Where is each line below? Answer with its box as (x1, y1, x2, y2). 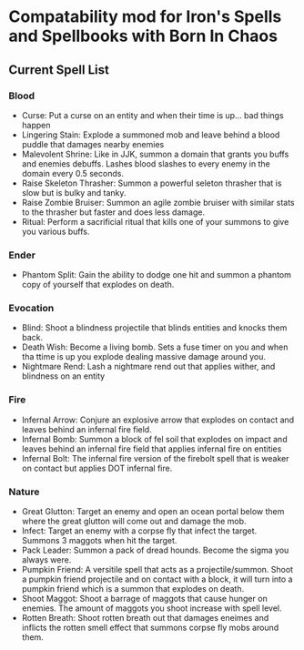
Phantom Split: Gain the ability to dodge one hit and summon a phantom (21, 269, 292, 280)
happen (21, 119, 51, 130)
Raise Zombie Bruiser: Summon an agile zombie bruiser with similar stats (21, 197, 295, 208)
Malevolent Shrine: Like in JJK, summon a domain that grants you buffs (21, 148, 289, 159)
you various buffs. (21, 226, 90, 237)
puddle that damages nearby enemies (21, 138, 165, 149)
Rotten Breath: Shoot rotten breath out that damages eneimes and (21, 613, 269, 624)
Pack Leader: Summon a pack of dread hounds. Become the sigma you (21, 544, 289, 556)
